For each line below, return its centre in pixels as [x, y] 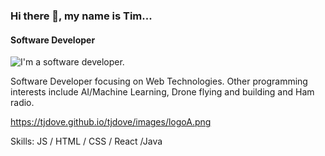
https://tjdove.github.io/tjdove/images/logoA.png [111, 122]
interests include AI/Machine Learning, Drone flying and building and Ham [162, 92]
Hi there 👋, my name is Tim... [81, 16]
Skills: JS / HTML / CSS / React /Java [86, 141]
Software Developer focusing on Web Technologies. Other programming [159, 81]
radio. [22, 103]
